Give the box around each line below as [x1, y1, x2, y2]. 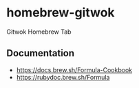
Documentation [6, 47, 75, 59]
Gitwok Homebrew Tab [6, 27, 72, 36]
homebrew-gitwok [6, 5, 115, 21]
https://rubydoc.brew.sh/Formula [16, 73, 110, 81]
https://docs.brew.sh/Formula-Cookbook [16, 65, 132, 74]
